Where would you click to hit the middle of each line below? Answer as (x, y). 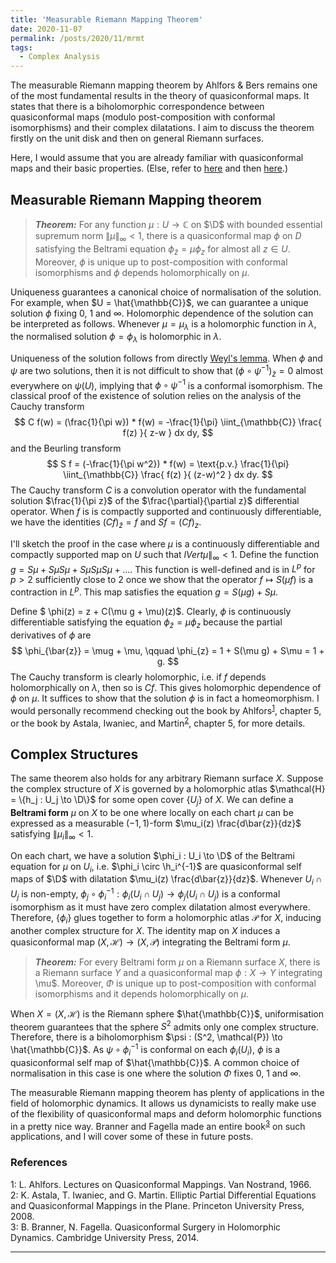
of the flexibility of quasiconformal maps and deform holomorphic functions (166, 1113)
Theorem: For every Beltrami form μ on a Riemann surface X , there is (177, 962)
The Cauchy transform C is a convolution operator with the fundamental (158, 490)
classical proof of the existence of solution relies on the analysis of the (156, 396)
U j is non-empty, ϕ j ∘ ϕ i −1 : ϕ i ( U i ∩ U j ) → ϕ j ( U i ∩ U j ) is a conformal (145, 894)
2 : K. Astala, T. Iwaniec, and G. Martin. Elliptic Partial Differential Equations (163, 1195)
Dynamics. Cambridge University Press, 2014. (105, 1237)
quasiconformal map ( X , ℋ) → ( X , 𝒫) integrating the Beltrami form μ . (150, 942)
